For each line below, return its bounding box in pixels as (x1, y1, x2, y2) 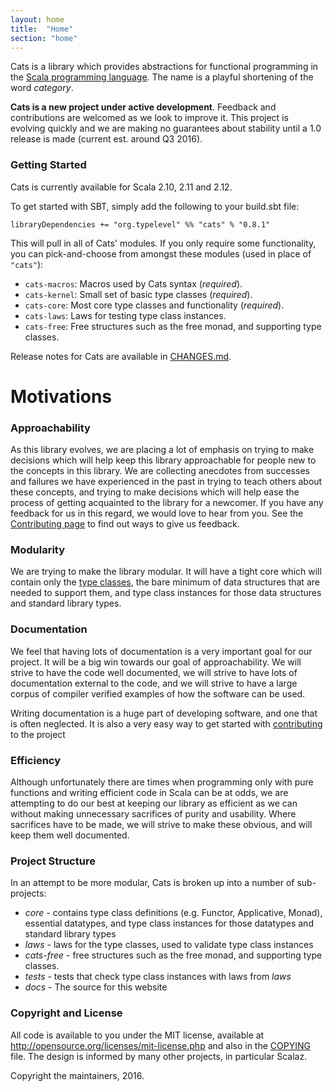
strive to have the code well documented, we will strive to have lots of (10, 666, 298, 678)
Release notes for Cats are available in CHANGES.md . (10, 350, 232, 362)
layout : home (10, 14, 65, 25)
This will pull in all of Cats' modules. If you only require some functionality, (10, 237, 317, 249)
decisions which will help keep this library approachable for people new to (10, 454, 317, 466)
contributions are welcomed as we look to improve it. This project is (10, 112, 289, 124)
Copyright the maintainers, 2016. (10, 1069, 145, 1081)
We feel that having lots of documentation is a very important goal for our (10, 645, 313, 657)
